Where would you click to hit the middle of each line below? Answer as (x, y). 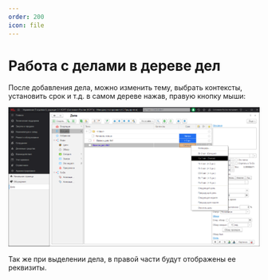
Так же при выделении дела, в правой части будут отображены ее (122, 259)
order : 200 (26, 17)
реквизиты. (28, 268)
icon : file (26, 25)
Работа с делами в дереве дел (114, 66)
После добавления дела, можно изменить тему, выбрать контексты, (126, 88)
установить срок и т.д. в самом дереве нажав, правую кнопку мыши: (127, 97)
